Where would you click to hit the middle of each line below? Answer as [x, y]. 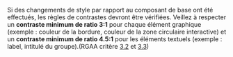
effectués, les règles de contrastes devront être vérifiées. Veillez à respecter [117, 17]
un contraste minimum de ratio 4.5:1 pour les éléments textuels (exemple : [115, 39]
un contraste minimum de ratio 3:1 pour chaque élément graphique [104, 24]
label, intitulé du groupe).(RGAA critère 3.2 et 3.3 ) [78, 46]
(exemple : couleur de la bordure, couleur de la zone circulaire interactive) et [117, 32]
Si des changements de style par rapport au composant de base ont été [110, 10]
